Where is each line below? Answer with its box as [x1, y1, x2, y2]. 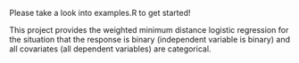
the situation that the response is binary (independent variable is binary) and [9, 35, 290, 44]
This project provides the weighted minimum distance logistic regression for [9, 25, 289, 35]
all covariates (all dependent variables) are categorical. [9, 43, 212, 54]
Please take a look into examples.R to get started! [9, 8, 191, 18]
